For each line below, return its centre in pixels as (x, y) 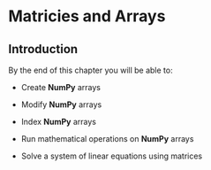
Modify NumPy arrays (61, 104)
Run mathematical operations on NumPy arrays (107, 139)
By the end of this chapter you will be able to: (90, 70)
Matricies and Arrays (87, 16)
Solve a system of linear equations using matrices (112, 156)
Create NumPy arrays (60, 87)
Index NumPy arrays (58, 122)
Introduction (43, 49)
